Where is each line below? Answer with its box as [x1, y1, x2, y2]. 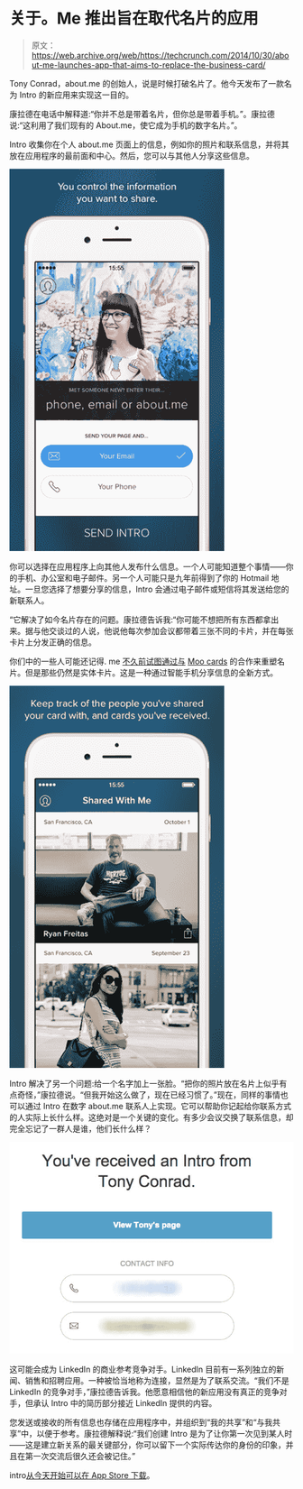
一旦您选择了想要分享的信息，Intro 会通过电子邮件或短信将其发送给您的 [24, 584, 289, 594]
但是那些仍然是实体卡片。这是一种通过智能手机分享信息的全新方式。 [24, 666, 278, 677]
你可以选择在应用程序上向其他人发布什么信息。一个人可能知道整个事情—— [9, 561, 286, 572]
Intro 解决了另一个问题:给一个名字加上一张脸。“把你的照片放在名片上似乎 [9, 1078, 280, 1089]
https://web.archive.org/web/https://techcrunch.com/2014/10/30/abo [31, 50, 290, 60]
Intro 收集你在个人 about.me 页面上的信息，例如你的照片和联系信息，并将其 [9, 139, 290, 150]
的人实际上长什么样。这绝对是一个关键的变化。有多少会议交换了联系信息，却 [9, 1111, 294, 1123]
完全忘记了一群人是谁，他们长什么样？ [9, 1123, 151, 1134]
